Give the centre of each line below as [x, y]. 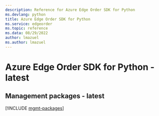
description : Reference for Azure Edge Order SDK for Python [70, 10]
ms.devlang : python [25, 14]
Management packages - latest [55, 96]
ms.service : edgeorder [29, 24]
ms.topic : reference [27, 28]
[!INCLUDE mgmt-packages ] [34, 108]
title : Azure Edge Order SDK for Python [48, 19]
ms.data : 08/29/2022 [27, 33]
